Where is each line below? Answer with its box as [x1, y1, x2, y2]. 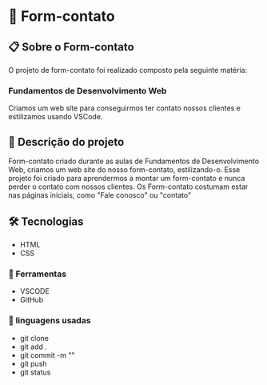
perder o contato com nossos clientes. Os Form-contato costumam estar [8, 182, 249, 191]
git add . [19, 342, 48, 351]
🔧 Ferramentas [8, 268, 66, 279]
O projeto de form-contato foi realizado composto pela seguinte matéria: [8, 66, 248, 74]
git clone [19, 333, 50, 343]
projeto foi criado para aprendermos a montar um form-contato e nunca [8, 174, 245, 183]
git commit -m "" [19, 350, 75, 359]
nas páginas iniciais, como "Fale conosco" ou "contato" [8, 190, 192, 200]
